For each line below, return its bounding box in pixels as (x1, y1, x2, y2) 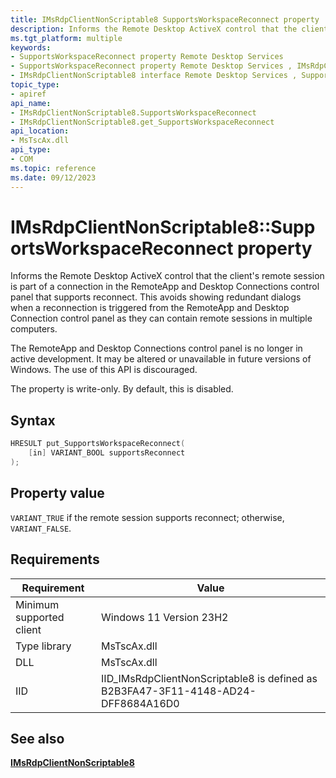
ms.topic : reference (10, 163, 97, 173)
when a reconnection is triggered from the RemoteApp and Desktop (10, 302, 290, 314)
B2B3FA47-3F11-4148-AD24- (101, 684, 257, 698)
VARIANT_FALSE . (10, 522, 72, 534)
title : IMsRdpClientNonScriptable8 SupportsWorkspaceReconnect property (10, 14, 320, 25)
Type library (15, 639, 72, 653)
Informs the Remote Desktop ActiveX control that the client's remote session (10, 270, 325, 282)
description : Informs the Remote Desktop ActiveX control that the (10, 24, 298, 34)
